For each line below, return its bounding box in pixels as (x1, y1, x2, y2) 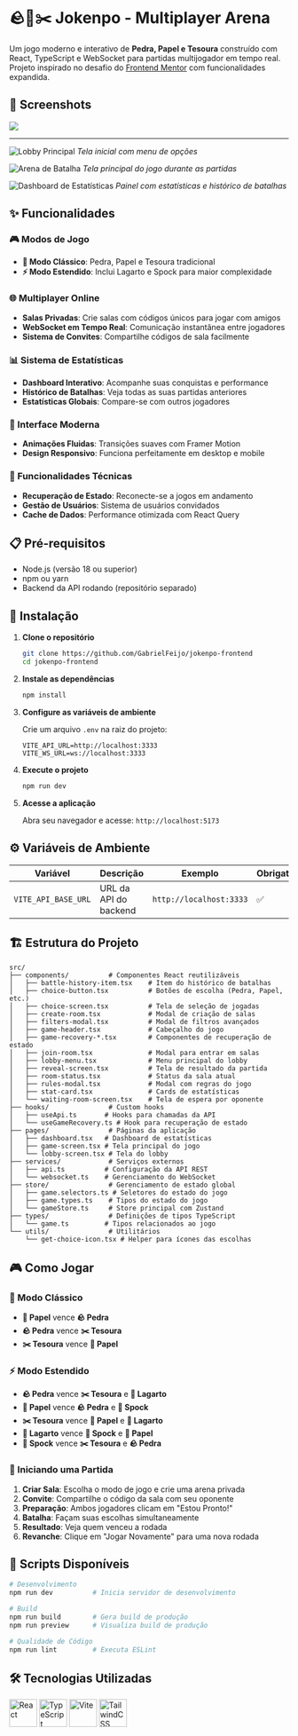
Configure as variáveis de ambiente (21, 706, 157, 717)
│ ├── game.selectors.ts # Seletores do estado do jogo (9, 1188, 228, 1197)
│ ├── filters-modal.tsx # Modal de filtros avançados (9, 1018, 260, 1027)
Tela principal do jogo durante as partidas (82, 162, 238, 174)
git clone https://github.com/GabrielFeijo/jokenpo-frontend (21, 650, 254, 659)
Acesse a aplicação (21, 797, 96, 809)
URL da (99, 881, 130, 894)
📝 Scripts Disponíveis (9, 1557, 130, 1572)
